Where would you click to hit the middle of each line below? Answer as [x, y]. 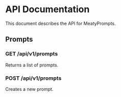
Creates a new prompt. [29, 89]
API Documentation [47, 9]
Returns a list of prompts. [32, 65]
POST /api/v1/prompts [33, 78]
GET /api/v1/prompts [32, 54]
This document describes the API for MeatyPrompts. [60, 23]
